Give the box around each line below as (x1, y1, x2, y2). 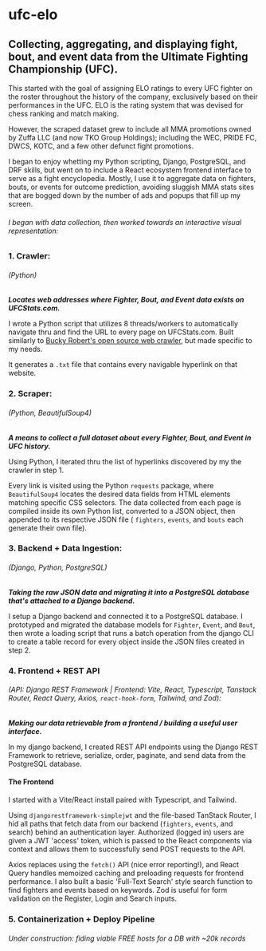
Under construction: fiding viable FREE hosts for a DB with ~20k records (8, 933, 246, 943)
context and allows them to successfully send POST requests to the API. (8, 844, 245, 854)
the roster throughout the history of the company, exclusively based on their (8, 92, 258, 101)
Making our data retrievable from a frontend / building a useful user (8, 718, 238, 728)
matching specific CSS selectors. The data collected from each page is (8, 497, 241, 507)
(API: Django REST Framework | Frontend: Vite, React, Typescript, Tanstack (8, 685, 257, 695)
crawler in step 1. (8, 465, 65, 475)
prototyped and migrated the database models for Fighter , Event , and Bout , (8, 620, 256, 629)
